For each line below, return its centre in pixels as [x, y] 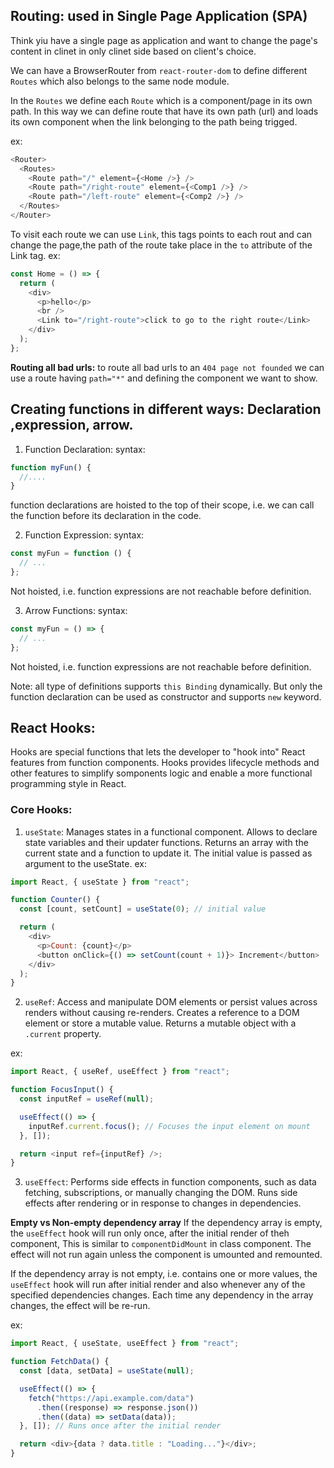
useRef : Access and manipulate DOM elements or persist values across [171, 1002]
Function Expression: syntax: [84, 535]
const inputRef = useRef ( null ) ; [87, 1099]
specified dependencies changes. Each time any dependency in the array [162, 1295]
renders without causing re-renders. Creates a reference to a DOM [162, 1013]
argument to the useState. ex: [85, 863]
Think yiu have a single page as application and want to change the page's [164, 40]
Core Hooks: [41, 810]
